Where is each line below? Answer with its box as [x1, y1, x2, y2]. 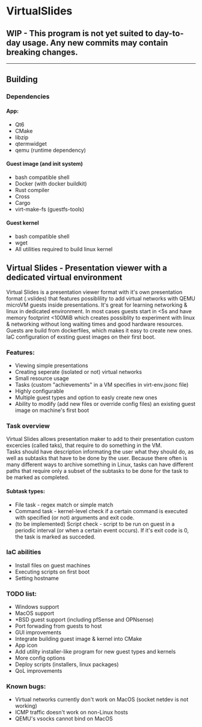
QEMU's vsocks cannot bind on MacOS [14, 715, 113, 722]
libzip [14, 134, 29, 141]
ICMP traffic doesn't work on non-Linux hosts [14, 709, 128, 716]
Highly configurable [14, 387, 64, 395]
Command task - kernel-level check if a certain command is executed [14, 507, 188, 514]
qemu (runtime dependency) [14, 146, 86, 154]
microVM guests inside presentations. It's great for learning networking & [6, 301, 188, 308]
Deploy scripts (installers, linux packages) [14, 661, 119, 668]
